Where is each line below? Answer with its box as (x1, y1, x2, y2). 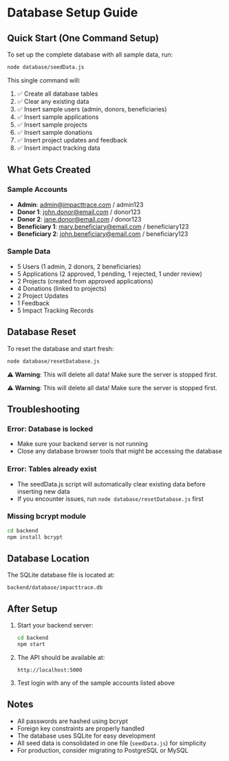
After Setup (7, 603, 58, 614)
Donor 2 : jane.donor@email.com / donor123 (17, 215, 142, 223)
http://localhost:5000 (17, 666, 83, 674)
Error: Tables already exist (7, 464, 98, 474)
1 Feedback (17, 299, 50, 307)
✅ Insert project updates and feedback (17, 136, 128, 144)
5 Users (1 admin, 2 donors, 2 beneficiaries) (17, 262, 142, 270)
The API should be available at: (17, 653, 105, 661)
